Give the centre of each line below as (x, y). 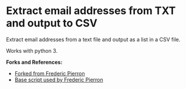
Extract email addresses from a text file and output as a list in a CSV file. (93, 39)
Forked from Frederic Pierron (50, 73)
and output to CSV (52, 23)
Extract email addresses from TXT (91, 11)
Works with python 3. (32, 50)
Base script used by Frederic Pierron (59, 80)
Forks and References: (34, 62)
